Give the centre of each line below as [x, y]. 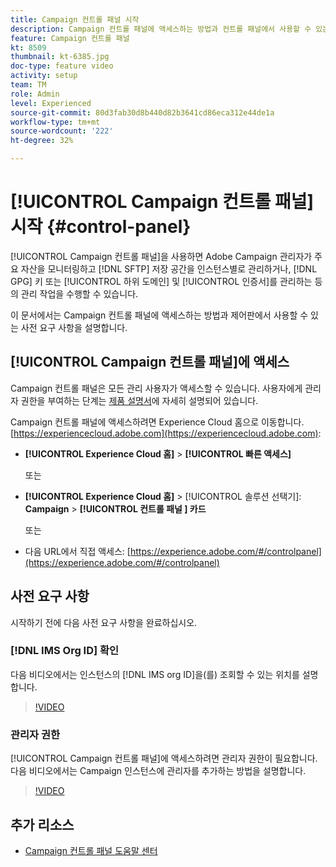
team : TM [28, 85]
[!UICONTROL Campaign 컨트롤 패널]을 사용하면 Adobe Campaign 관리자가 [161, 256]
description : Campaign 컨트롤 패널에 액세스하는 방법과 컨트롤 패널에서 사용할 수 [161, 29]
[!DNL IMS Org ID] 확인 [65, 651]
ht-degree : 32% [42, 141]
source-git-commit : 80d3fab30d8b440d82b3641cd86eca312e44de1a [142, 112]
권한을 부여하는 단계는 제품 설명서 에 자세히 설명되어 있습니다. [139, 400]
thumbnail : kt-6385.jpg [60, 57]
